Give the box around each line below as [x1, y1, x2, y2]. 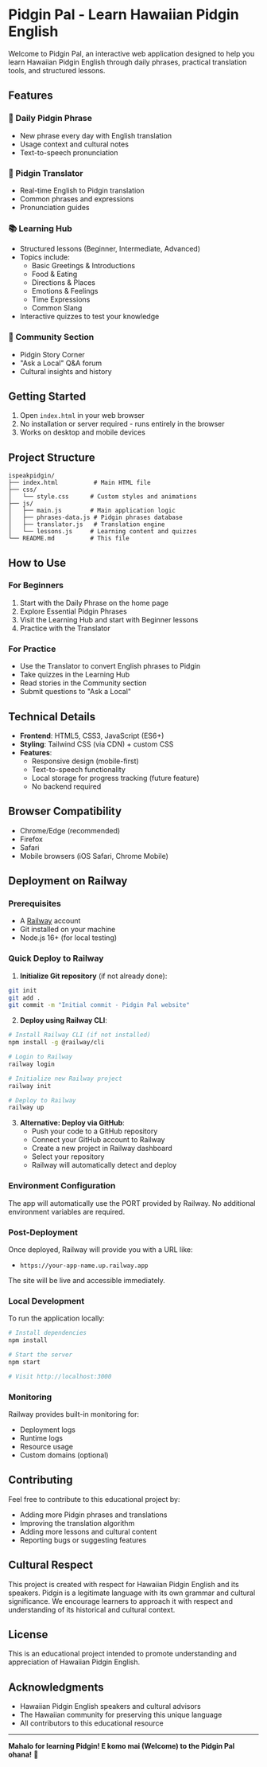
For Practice [8, 643, 56, 654]
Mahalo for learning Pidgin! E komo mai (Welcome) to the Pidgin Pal [8, 1742, 235, 1751]
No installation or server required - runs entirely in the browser [19, 419, 225, 429]
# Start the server [8, 1351, 73, 1359]
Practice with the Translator [19, 623, 110, 633]
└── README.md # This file [8, 535, 130, 543]
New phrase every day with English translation [19, 131, 172, 140]
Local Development [8, 1295, 85, 1306]
